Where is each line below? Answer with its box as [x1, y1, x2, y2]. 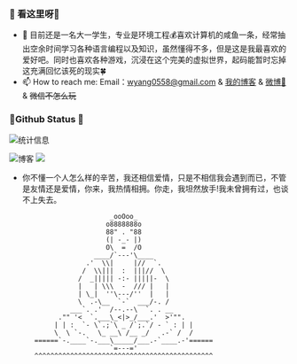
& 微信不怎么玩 [21, 90, 77, 101]
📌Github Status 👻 [9, 113, 84, 126]
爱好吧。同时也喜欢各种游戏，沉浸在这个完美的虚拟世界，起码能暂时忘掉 [21, 55, 286, 66]
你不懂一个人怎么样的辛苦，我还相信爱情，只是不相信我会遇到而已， [21, 172, 271, 182]
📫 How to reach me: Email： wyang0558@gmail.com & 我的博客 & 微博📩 [21, 77, 286, 88]
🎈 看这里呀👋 [9, 7, 60, 19]
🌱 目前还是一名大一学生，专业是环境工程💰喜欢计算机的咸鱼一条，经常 [21, 29, 278, 41]
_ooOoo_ [109, 212, 138, 221]
